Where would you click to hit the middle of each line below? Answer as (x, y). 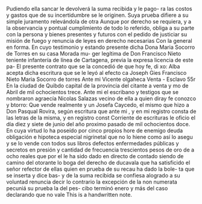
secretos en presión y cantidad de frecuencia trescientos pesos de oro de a (100, 150)
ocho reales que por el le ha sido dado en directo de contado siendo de (95, 156)
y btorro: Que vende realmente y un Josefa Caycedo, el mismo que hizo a (98, 105)
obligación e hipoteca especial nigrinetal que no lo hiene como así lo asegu (99, 137)
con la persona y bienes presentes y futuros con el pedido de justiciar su (97, 34)
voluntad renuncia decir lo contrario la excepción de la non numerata (92, 182)
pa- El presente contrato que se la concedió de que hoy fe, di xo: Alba (93, 66)
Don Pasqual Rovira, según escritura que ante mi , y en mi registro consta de (101, 111)
